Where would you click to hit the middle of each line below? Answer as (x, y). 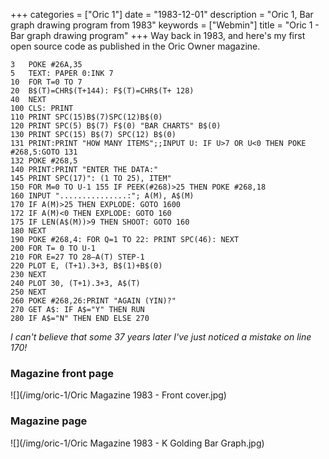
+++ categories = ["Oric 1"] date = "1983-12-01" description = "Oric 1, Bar (162, 14)
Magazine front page (62, 373)
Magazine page (49, 421)
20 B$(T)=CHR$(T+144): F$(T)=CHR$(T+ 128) (102, 91)
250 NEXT (28, 292)
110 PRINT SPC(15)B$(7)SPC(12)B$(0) (86, 117)
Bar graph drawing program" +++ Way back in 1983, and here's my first (158, 35)
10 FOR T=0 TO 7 (46, 82)
